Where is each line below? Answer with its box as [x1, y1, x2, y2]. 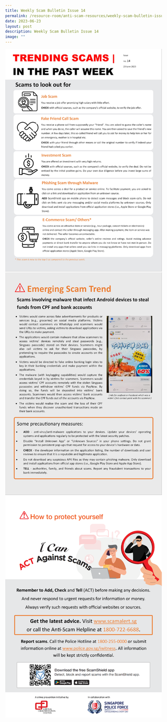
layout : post [5, 24, 32, 29]
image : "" [5, 34, 26, 39]
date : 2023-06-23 [5, 18, 41, 23]
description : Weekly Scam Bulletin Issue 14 [5, 29, 99, 34]
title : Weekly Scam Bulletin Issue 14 [5, 8, 85, 13]
